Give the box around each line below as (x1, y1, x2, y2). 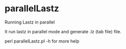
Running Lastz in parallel (4, 19, 55, 25)
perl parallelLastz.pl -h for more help (4, 38, 80, 44)
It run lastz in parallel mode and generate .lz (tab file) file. (4, 28, 122, 34)
